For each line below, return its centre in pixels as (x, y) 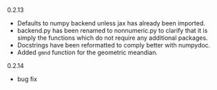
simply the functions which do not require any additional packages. (112, 38)
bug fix (27, 79)
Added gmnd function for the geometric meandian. (87, 52)
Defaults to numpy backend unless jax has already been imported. (111, 23)
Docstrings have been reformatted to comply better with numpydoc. (114, 45)
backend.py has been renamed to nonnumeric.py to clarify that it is (112, 31)
